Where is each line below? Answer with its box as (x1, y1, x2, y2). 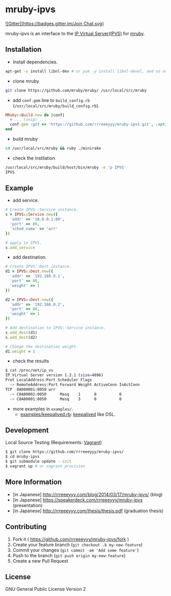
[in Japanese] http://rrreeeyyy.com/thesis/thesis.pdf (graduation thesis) (12, 508, 164, 514)
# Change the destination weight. (5, 344, 79, 349)
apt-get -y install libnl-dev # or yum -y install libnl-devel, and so (5, 68, 160, 74)
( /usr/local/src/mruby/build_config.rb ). (12, 102, 100, 108)
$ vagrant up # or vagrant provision (5, 464, 85, 469)
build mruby (12, 136, 38, 142)
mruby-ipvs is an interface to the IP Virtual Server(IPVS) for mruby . (5, 30, 145, 36)
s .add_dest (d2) (5, 335, 38, 340)
